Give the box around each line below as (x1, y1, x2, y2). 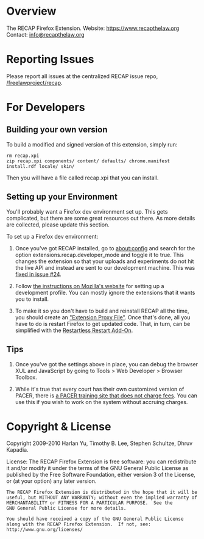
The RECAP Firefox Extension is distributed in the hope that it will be (6, 490, 198, 496)
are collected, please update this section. (6, 221, 110, 228)
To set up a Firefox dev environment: (6, 233, 99, 240)
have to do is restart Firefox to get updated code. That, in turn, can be (15, 320, 191, 327)
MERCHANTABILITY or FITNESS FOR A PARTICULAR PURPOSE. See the (6, 500, 173, 506)
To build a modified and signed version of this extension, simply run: (6, 140, 178, 148)
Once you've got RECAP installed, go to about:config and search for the (15, 244, 195, 251)
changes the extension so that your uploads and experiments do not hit (15, 258, 194, 265)
